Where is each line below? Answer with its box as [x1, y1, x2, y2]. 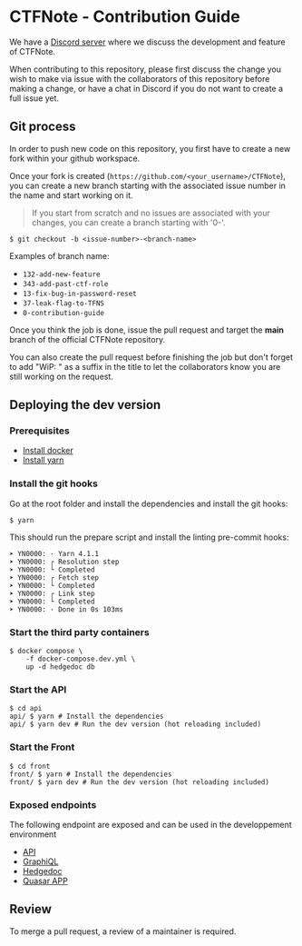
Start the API [9, 683, 67, 696]
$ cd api [9, 704, 43, 713]
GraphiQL [22, 856, 59, 867]
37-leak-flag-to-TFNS [22, 298, 104, 308]
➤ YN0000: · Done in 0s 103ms [9, 604, 124, 614]
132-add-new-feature [22, 270, 101, 279]
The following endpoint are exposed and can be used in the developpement [9, 819, 292, 830]
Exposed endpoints [9, 798, 97, 811]
